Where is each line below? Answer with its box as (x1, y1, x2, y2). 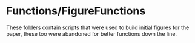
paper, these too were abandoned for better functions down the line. (6, 30, 177, 37)
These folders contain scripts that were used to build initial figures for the (6, 24, 190, 31)
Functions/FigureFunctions (6, 4, 146, 18)
